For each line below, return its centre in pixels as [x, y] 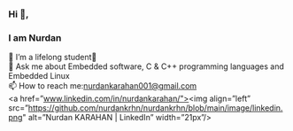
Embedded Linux [39, 76]
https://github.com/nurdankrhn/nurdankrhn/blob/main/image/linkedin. [155, 108]
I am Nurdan [35, 37]
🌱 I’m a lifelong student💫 [53, 58]
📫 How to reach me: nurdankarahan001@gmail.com [103, 86]
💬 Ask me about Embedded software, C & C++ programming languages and [146, 66]
